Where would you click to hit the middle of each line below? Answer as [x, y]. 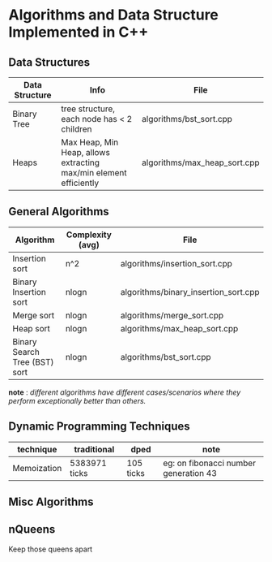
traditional [94, 449]
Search [26, 352]
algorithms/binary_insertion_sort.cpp [190, 292]
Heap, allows [86, 152]
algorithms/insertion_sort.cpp [176, 263]
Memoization [37, 468]
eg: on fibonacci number [210, 463]
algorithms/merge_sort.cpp [172, 315]
